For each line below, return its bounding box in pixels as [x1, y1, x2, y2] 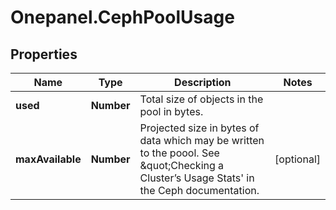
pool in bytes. [139, 105, 204, 118]
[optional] [274, 152, 321, 166]
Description [174, 76, 232, 89]
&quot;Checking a [139, 159, 225, 172]
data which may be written [139, 134, 265, 147]
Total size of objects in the [139, 92, 264, 106]
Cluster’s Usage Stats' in [139, 171, 255, 185]
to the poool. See [139, 146, 220, 160]
